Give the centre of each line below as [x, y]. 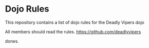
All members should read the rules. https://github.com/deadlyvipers [73, 32]
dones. [12, 41]
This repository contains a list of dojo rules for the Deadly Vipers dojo [75, 22]
